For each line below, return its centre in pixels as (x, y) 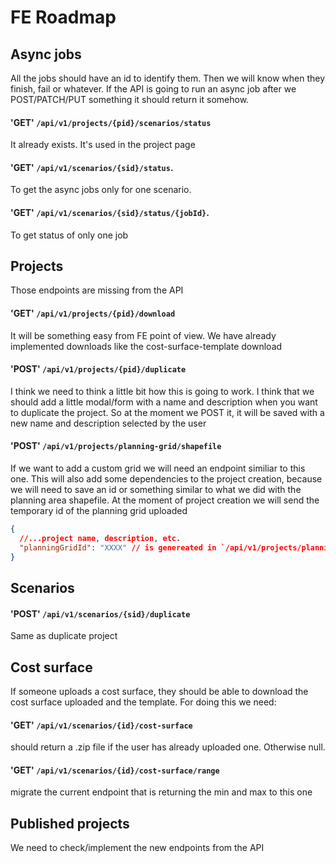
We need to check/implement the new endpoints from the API (137, 848)
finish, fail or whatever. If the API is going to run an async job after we (153, 89)
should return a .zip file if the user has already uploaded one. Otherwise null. (168, 747)
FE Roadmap (63, 17)
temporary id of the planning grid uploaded (99, 511)
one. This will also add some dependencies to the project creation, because (166, 479)
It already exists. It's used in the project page (103, 145)
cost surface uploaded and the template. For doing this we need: (143, 702)
